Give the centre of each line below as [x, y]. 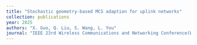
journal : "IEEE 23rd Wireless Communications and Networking [82, 33]
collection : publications [38, 17]
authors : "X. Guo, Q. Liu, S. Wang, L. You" [61, 28]
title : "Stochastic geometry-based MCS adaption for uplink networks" [94, 11]
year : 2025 [19, 22]
